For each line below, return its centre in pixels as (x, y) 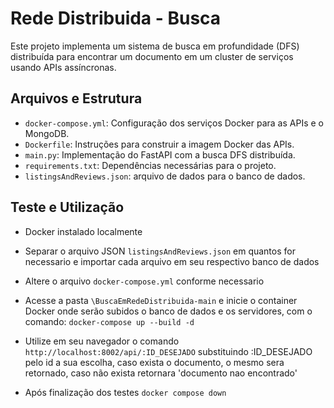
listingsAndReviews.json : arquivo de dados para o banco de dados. (165, 176)
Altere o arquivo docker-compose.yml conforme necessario (144, 281)
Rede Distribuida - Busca (116, 18)
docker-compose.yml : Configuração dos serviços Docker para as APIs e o (174, 123)
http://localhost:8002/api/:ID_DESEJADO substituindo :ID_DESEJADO (168, 351)
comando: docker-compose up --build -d (109, 321)
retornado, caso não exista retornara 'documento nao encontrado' (161, 373)
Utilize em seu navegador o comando (102, 341)
